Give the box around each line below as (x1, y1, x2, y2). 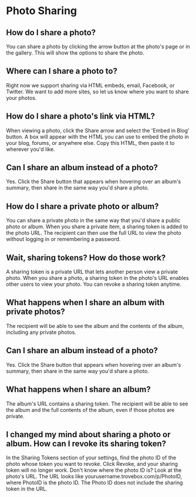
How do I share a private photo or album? (6, 201, 159, 211)
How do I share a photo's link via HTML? (6, 111, 156, 121)
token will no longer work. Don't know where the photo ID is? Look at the (6, 466, 182, 474)
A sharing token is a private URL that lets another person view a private (6, 268, 178, 275)
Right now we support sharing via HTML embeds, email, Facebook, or (6, 82, 175, 89)
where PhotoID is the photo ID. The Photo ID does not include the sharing (6, 479, 183, 486)
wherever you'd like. (6, 146, 55, 153)
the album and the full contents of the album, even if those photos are (6, 406, 175, 413)
